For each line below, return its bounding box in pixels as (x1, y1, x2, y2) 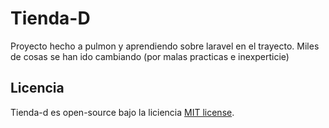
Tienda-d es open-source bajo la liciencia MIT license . (10, 106, 235, 118)
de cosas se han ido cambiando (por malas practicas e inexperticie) (10, 50, 290, 62)
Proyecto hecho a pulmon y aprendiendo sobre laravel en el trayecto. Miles (10, 40, 320, 52)
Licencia (10, 80, 65, 97)
